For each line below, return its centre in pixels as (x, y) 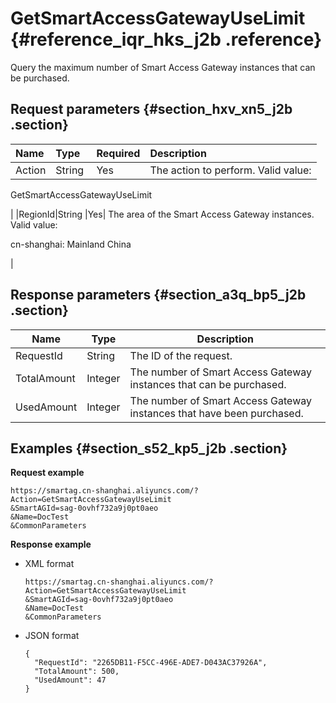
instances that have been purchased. (216, 413)
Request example (47, 473)
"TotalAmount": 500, (77, 672)
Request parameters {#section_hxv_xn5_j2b (151, 109)
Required (118, 153)
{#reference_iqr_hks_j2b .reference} (166, 39)
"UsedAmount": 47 (70, 680)
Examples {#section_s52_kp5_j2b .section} (149, 448)
